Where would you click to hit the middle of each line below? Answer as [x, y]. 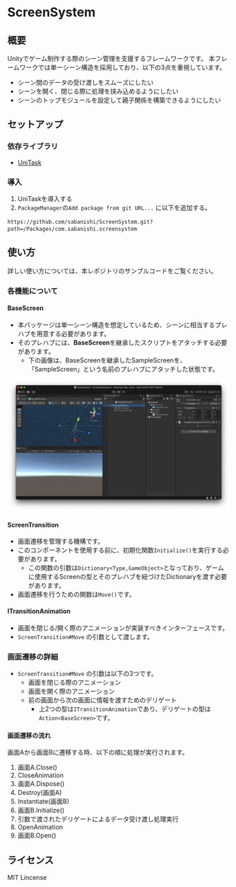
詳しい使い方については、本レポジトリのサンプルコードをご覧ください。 [112, 270]
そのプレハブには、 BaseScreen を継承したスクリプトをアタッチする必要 [122, 342]
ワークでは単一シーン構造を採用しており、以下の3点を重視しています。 [123, 67]
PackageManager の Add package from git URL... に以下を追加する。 [114, 207]
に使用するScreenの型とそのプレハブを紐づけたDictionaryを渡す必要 [128, 577]
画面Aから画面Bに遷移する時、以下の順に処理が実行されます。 [98, 752]
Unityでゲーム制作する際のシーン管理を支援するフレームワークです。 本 [111, 58]
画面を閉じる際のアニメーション [75, 682]
